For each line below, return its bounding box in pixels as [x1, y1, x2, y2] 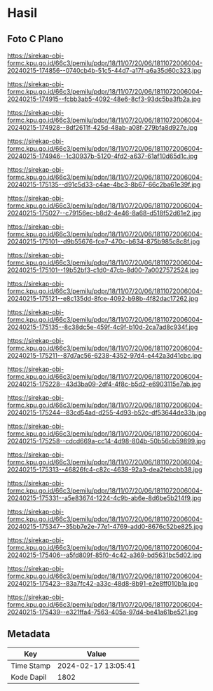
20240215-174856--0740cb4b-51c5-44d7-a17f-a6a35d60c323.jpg [7, 67, 202, 74]
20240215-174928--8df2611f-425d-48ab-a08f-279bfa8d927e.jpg [7, 123, 198, 131]
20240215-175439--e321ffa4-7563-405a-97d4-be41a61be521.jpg [7, 608, 198, 616]
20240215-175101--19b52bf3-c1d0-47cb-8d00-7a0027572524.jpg [7, 266, 200, 274]
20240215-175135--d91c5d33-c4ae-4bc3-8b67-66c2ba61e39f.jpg [7, 180, 201, 189]
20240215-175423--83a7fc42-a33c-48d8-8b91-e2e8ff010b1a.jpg [7, 579, 198, 587]
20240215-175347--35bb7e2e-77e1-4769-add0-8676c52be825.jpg [7, 523, 203, 530]
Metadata [7, 628, 50, 640]
